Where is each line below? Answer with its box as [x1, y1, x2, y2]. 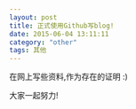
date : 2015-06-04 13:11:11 [9, 29, 109, 38]
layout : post [9, 12, 58, 22]
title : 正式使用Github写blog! [9, 21, 115, 30]
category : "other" [9, 37, 77, 47]
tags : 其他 [9, 46, 47, 55]
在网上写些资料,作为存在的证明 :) [9, 72, 129, 82]
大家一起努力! [9, 90, 60, 101]
